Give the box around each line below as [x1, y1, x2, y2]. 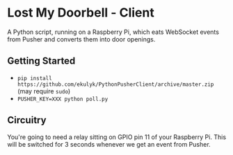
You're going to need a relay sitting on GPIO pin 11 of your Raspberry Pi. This [7, 133, 227, 141]
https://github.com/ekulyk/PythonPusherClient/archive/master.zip [17, 81, 214, 88]
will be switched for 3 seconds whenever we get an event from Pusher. [7, 140, 211, 148]
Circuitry [7, 114, 47, 126]
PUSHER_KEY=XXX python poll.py [17, 95, 109, 102]
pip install [17, 75, 52, 82]
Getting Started [7, 55, 76, 67]
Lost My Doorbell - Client [7, 5, 154, 21]
